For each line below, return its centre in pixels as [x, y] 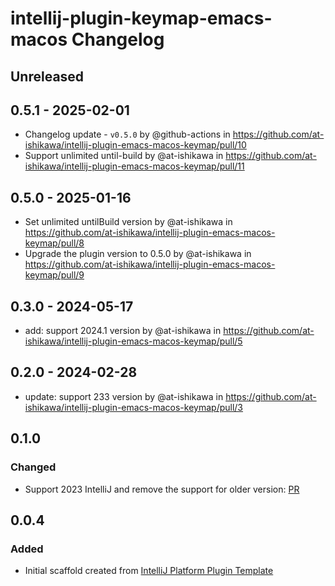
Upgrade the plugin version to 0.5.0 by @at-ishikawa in [138, 254]
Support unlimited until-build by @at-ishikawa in [124, 156]
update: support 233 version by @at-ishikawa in [124, 396]
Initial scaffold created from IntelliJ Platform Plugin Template [149, 571]
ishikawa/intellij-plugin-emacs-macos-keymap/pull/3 [134, 407]
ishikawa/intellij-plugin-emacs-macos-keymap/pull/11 [134, 166]
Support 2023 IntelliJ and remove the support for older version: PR [162, 489]
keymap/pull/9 [54, 275]
